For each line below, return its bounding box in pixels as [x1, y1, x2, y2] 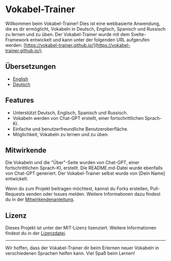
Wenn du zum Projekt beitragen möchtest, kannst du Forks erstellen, [5, 186, 149, 192]
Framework [5, 37, 29, 43]
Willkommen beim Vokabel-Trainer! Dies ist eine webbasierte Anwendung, [5, 20, 160, 27]
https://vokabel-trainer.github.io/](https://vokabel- [25, 42, 131, 48]
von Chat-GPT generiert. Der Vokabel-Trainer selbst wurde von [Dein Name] [5, 170, 165, 176]
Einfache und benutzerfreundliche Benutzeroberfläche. [12, 126, 129, 132]
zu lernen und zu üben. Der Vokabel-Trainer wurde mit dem [5, 31, 130, 37]
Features [5, 96, 34, 105]
